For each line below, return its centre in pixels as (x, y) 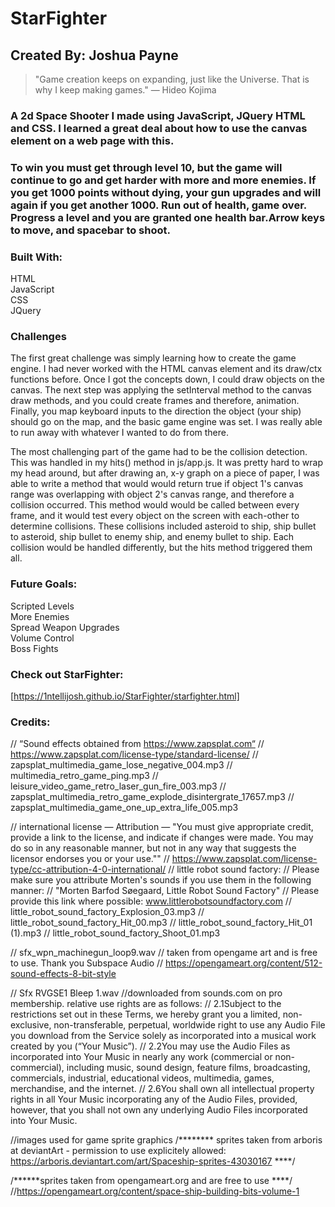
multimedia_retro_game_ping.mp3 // (84, 776)
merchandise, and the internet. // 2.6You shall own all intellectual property (162, 1089)
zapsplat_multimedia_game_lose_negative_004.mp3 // (121, 765)
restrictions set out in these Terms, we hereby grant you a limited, (145, 1014)
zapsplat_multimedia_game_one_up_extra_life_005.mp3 (124, 808)
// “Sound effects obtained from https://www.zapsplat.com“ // (137, 744)
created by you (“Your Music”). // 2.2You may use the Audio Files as (150, 1046)
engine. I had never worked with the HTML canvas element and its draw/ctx (166, 369)
